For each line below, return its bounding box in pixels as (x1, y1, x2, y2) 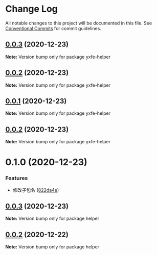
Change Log (5, 3, 58, 15)
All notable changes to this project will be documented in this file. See (5, 20, 152, 26)
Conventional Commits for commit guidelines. (5, 25, 101, 31)
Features (5, 174, 28, 182)
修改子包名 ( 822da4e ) (12, 187, 59, 193)
